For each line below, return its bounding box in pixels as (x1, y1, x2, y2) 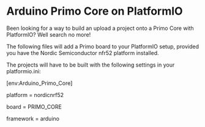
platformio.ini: (6, 67, 41, 74)
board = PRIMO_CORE (6, 103, 62, 111)
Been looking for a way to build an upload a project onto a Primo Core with (6, 24, 194, 32)
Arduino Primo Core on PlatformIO (6, 4, 183, 18)
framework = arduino (6, 115, 60, 122)
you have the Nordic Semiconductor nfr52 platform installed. (6, 49, 159, 56)
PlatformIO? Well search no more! (6, 31, 91, 38)
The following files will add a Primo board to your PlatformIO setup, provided (6, 43, 199, 50)
